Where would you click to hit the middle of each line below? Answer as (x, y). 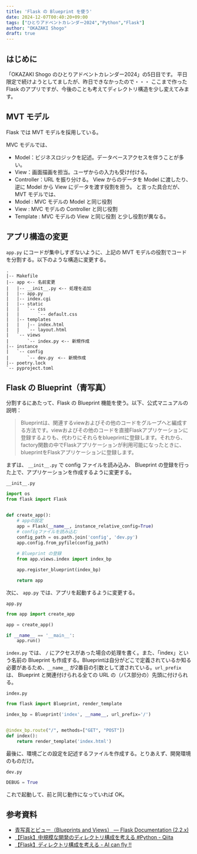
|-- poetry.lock (26, 363)
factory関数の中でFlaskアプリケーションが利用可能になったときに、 (102, 445)
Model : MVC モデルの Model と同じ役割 (63, 201)
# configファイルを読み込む (47, 532)
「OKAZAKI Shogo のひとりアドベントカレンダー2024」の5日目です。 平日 (97, 74)
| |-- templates (29, 320)
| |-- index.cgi (29, 299)
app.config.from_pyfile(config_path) (63, 543)
